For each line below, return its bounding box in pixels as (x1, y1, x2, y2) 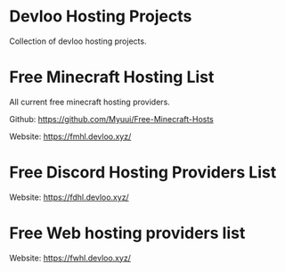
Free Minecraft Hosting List (9, 67, 215, 87)
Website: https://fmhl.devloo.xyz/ (9, 131, 132, 142)
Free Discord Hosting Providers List (9, 162, 277, 183)
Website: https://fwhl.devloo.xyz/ (9, 252, 132, 263)
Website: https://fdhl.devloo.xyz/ (9, 192, 129, 202)
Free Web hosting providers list (9, 223, 246, 243)
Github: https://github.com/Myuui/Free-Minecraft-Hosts (9, 113, 214, 124)
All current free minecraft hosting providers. (9, 96, 171, 107)
